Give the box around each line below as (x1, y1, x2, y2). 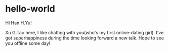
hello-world (5, 3, 56, 15)
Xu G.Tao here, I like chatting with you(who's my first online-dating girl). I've (5, 29, 164, 35)
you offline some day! (5, 40, 51, 46)
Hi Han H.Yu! (5, 20, 32, 26)
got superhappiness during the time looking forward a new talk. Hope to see (5, 35, 164, 41)
